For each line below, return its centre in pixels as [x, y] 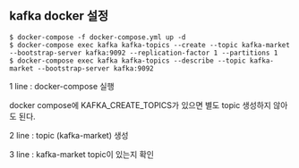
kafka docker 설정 [59, 16]
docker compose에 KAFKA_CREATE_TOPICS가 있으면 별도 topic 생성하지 [140, 105]
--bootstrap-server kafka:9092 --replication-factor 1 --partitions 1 [144, 53]
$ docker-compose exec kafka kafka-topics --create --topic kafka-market [150, 45]
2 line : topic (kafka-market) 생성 [69, 135]
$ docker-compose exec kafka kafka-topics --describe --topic [128, 61]
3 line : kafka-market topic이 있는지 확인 [82, 154]
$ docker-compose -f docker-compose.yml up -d [98, 37]
